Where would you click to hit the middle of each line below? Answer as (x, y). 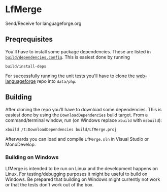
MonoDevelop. (21, 144)
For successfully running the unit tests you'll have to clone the (70, 76)
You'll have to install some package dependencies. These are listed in (78, 51)
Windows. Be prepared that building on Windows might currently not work (83, 179)
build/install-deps (26, 66)
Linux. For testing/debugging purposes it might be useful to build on (76, 174)
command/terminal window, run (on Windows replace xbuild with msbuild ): (84, 120)
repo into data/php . (57, 81)
